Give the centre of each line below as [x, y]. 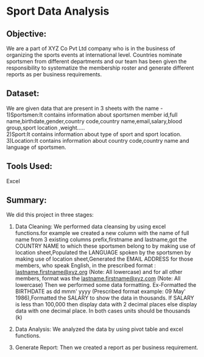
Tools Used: [30, 166]
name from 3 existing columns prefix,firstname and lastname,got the [101, 240]
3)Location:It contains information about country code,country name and [98, 140]
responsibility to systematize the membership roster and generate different [100, 68]
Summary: [26, 200]
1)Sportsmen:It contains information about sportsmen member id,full [92, 115]
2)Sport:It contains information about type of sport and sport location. [94, 134]
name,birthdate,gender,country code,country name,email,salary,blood [94, 121]
